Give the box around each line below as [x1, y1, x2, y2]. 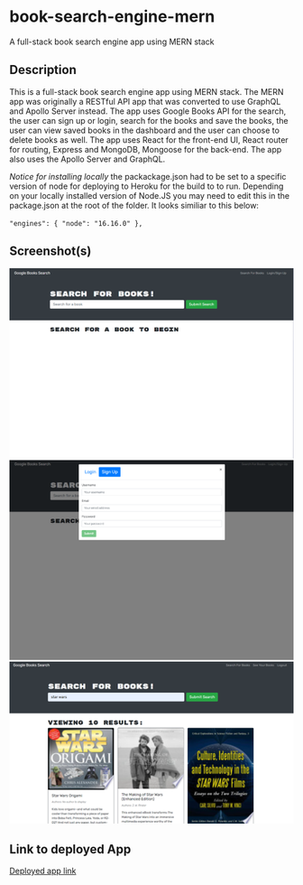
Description [9, 62, 77, 78]
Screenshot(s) [9, 244, 92, 259]
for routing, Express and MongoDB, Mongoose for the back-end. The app [9, 144, 282, 154]
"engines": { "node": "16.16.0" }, [9, 219, 143, 228]
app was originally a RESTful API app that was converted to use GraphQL [9, 96, 281, 107]
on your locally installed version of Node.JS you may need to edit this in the [9, 190, 290, 200]
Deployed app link [9, 865, 77, 876]
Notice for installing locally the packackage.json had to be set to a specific [9, 171, 287, 182]
